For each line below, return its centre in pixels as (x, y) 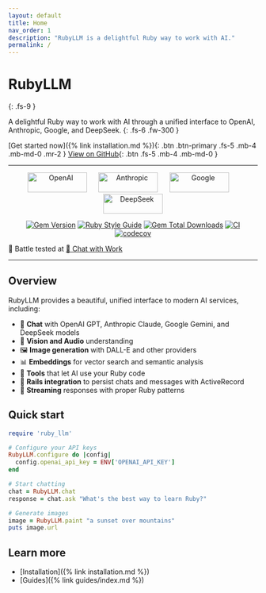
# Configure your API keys (53, 448)
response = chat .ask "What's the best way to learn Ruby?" (108, 499)
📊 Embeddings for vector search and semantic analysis (111, 361)
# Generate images (38, 513)
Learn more (37, 553)
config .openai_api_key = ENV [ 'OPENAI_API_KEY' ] (95, 462)
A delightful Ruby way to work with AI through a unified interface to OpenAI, (132, 122)
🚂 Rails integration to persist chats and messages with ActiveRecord (132, 381)
